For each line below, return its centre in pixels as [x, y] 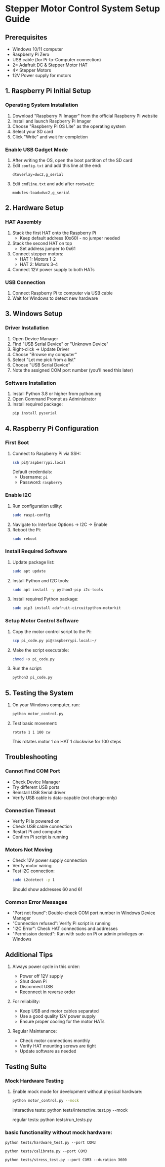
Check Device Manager [36, 782]
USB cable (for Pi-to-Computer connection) [57, 60]
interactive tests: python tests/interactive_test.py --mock [70, 1110]
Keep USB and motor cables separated [59, 1011]
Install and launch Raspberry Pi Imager [52, 121]
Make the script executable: [41, 650]
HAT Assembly [23, 222]
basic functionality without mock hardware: [59, 1132]
